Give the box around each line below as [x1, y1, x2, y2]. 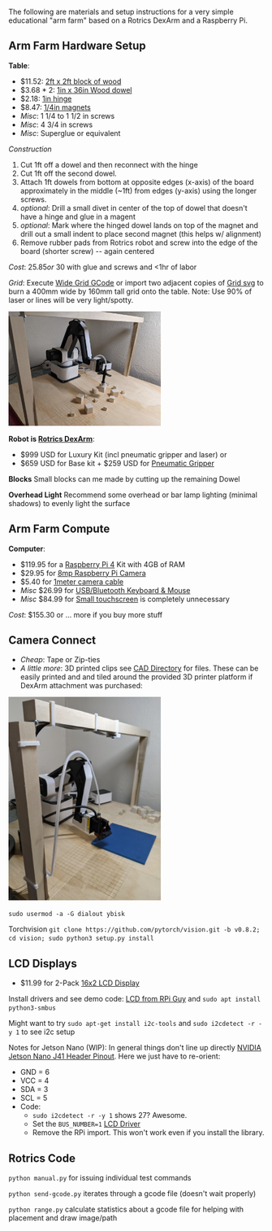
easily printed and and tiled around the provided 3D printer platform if [19, 672, 253, 682]
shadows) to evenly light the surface [8, 498, 131, 508]
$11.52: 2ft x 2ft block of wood [19, 76, 122, 86]
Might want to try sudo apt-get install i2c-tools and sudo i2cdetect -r [8, 1019, 256, 1028]
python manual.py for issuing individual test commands [8, 1173, 192, 1183]
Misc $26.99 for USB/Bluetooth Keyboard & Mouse [19, 585, 191, 595]
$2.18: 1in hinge [19, 94, 72, 103]
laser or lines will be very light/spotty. [8, 295, 134, 304]
